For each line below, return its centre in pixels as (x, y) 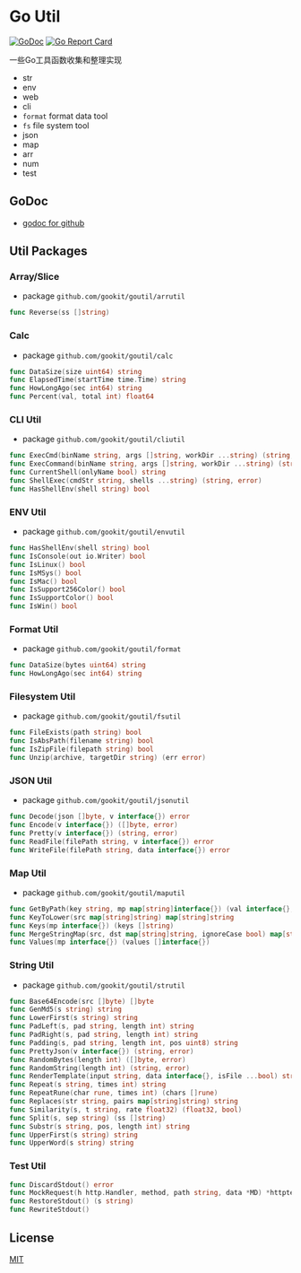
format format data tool (65, 116)
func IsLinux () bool (48, 564)
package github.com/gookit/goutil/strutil (103, 985)
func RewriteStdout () (50, 1210)
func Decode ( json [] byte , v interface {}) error (100, 817)
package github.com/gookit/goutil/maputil (103, 892)
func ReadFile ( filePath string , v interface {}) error (112, 841)
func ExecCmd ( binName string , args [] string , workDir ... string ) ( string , (152, 456)
